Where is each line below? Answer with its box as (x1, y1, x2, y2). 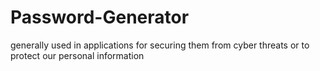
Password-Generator (10, 6, 190, 29)
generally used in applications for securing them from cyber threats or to (10, 39, 310, 51)
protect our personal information (10, 49, 145, 61)
